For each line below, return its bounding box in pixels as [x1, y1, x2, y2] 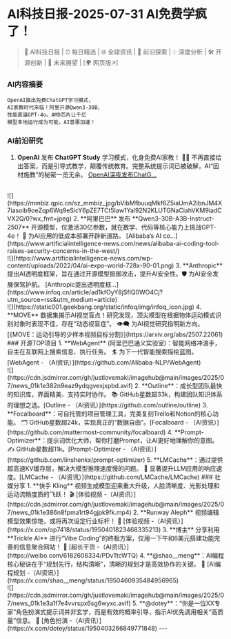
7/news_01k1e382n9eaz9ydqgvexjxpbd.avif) [7, 381, 133, 389]
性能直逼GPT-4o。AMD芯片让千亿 [7, 112, 87, 119]
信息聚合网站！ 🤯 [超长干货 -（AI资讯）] [19, 542, 130, 551]
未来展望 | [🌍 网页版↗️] [53, 58, 119, 66]
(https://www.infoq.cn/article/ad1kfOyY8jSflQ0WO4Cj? [7, 287, 163, 296]
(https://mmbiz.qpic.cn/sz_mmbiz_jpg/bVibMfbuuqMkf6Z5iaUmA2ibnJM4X [7, 199, 223, 207]
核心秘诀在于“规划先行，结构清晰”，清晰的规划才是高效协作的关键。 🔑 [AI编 [7, 560, 221, 568]
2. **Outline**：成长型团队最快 [134, 381, 223, 389]
